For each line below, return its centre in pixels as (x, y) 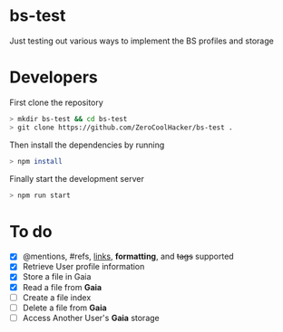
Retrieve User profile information (83, 267)
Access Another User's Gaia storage (91, 318)
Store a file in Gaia (57, 277)
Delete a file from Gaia (64, 308)
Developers (54, 77)
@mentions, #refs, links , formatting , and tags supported (128, 256)
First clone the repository (57, 102)
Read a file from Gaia (62, 287)
